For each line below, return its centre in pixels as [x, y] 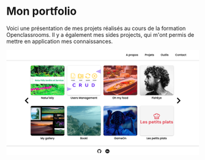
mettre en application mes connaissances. [60, 41]
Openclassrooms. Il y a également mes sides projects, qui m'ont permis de [100, 34]
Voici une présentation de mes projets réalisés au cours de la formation [96, 28]
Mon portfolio [42, 11]
